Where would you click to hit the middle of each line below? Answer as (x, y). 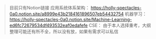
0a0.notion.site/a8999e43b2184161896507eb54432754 (67, 14)
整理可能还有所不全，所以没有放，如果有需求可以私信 (64, 31)
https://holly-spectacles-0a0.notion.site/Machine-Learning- (71, 19)
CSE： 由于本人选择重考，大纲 (120, 25)
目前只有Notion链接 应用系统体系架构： (49, 8)
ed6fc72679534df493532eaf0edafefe (48, 25)
